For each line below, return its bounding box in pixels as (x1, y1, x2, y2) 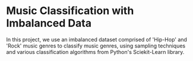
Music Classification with (6, 4, 134, 18)
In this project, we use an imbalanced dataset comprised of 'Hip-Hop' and (6, 36, 187, 43)
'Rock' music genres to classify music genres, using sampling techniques (6, 42, 186, 49)
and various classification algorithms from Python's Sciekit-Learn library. (6, 48, 185, 55)
